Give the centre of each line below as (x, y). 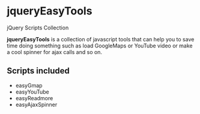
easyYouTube (32, 92)
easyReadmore (34, 98)
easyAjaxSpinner (36, 104)
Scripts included (38, 71)
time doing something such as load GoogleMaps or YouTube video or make (100, 46)
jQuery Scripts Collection (38, 28)
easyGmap (29, 85)
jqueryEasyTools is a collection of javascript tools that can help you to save (101, 39)
